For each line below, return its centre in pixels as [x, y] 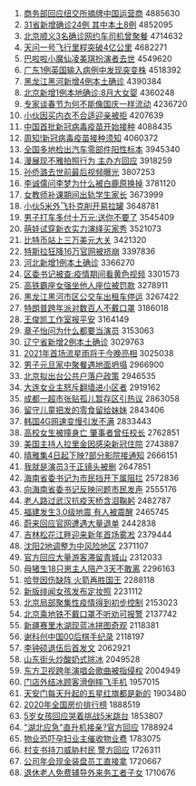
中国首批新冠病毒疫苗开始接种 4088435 [98, 126]
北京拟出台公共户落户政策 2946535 [89, 376]
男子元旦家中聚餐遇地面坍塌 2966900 [93, 364]
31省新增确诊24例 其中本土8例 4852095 [98, 24]
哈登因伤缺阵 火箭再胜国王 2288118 [89, 580]
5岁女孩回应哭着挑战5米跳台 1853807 [93, 716]
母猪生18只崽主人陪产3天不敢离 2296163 [99, 568]
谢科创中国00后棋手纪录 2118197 [84, 636]
